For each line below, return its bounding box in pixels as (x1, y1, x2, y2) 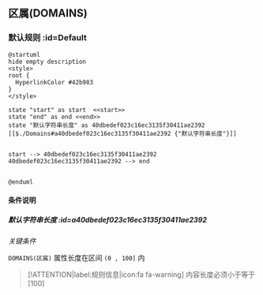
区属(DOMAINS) (8, 6, 88, 21)
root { (8, 71, 30, 80)
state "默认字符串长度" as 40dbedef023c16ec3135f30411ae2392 (8, 121, 205, 129)
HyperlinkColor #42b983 (15, 78, 93, 86)
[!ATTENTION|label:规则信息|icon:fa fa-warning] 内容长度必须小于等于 (27, 270, 255, 279)
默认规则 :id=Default (8, 32, 87, 43)
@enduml (8, 177, 34, 186)
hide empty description (8, 58, 87, 65)
